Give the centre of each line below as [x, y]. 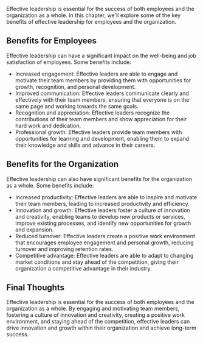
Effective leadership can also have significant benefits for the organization [99, 179]
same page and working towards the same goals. [77, 106]
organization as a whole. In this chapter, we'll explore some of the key [94, 15]
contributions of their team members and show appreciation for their [101, 119]
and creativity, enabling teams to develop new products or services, [100, 216]
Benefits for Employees [52, 41]
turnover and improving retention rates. [64, 249]
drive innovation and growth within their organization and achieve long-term [101, 328]
